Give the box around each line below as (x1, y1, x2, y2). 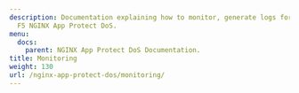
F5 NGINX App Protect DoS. (17, 21, 117, 30)
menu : (9, 29, 29, 38)
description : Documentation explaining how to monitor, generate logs (9, 12, 277, 22)
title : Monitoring (9, 54, 77, 63)
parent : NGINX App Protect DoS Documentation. (25, 46, 201, 55)
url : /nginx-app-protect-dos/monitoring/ (9, 71, 166, 80)
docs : (17, 37, 38, 47)
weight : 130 (9, 63, 53, 72)
